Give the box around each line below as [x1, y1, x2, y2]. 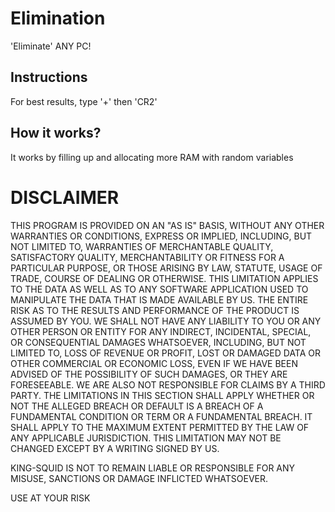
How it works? [10, 125, 102, 142]
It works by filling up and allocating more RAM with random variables [10, 151, 294, 163]
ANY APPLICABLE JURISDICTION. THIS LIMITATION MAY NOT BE [10, 432, 282, 444]
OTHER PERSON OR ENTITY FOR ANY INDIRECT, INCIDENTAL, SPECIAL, [10, 325, 312, 337]
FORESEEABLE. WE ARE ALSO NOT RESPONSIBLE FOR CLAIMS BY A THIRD [10, 378, 326, 391]
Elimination [10, 7, 106, 30]
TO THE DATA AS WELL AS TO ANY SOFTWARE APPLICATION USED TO [10, 283, 309, 295]
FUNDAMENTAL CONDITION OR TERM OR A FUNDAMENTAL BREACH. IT [10, 410, 313, 422]
